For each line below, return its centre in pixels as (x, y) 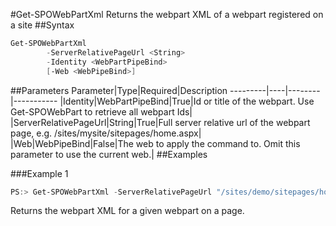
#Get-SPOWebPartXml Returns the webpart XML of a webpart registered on (167, 14)
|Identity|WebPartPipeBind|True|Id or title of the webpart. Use (187, 101)
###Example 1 (39, 173)
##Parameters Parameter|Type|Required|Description (119, 90)
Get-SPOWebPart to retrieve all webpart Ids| (101, 111)
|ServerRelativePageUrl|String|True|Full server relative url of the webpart (160, 122)
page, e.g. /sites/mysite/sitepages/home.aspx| (106, 133)
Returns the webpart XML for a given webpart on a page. (127, 211)
